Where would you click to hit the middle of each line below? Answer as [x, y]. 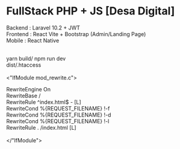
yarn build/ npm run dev [36, 58]
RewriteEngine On [29, 89]
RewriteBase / [23, 96]
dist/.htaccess [24, 65]
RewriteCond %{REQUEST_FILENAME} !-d [59, 115]
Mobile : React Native [33, 40]
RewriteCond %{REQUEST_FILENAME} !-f [58, 108]
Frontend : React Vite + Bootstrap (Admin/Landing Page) [76, 34]
